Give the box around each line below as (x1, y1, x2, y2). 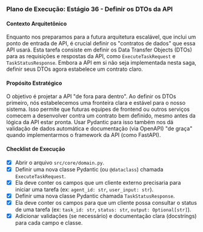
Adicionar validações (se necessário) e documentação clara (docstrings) (15, 212, 197, 219)
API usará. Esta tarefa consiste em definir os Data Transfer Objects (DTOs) (6, 46, 193, 53)
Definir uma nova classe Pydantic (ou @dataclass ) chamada (15, 165, 164, 173)
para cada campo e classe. (15, 219, 83, 226)
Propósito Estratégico (6, 79, 62, 87)
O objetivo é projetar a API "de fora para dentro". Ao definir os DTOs (6, 93, 176, 100)
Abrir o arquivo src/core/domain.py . (15, 159, 105, 166)
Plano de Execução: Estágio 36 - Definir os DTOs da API (6, 5, 173, 13)
